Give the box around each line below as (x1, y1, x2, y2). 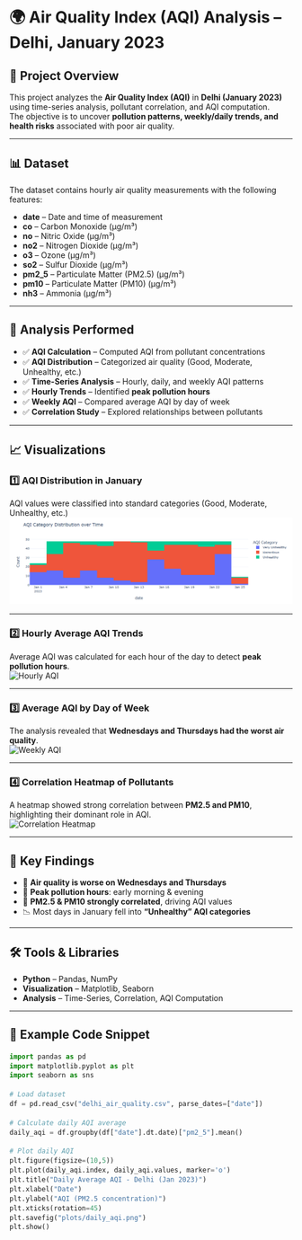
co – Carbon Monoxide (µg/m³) (22, 221, 138, 232)
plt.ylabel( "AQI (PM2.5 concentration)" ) (9, 1194, 167, 1203)
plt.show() (9, 1223, 50, 1232)
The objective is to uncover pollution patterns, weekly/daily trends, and (9, 111, 279, 121)
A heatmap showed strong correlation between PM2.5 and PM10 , (9, 800, 253, 810)
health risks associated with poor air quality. (9, 120, 175, 131)
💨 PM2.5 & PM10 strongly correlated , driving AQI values (22, 896, 233, 908)
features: (9, 194, 43, 205)
